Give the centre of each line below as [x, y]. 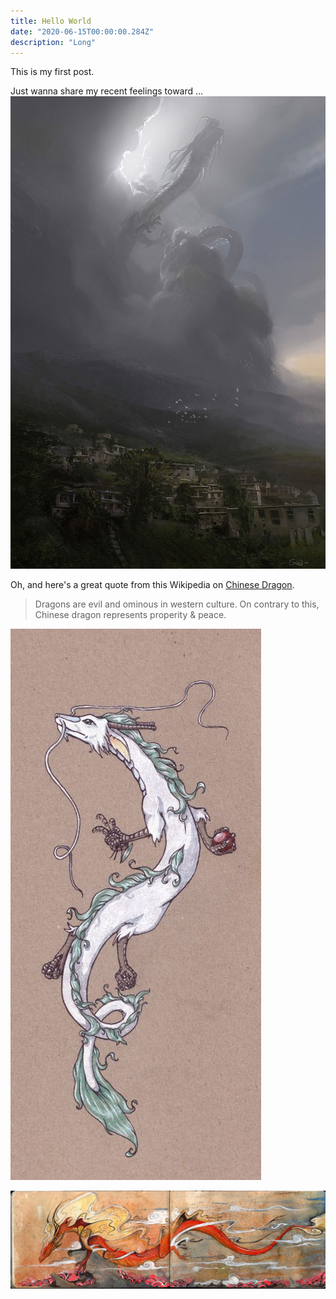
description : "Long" [53, 42]
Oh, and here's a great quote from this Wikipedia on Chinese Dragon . [152, 585]
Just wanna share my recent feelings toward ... [107, 91]
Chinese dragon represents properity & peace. [130, 615]
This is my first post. [52, 72]
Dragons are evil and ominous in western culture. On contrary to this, [177, 604]
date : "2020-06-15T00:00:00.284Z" [82, 31]
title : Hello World [51, 21]
